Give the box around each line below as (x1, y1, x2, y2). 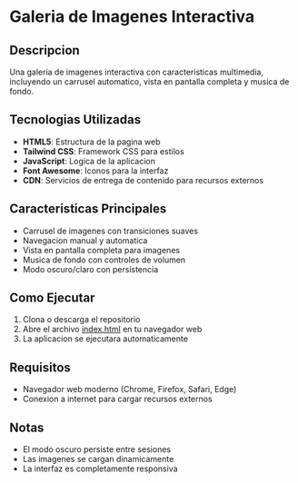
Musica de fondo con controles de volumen (22, 254, 186, 265)
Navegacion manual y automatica (22, 234, 148, 246)
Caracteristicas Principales (9, 202, 167, 217)
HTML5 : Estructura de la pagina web (22, 136, 161, 147)
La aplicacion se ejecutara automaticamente (22, 333, 189, 344)
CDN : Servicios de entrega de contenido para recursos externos (22, 174, 264, 185)
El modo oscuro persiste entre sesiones (22, 444, 171, 455)
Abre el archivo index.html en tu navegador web (22, 324, 203, 335)
